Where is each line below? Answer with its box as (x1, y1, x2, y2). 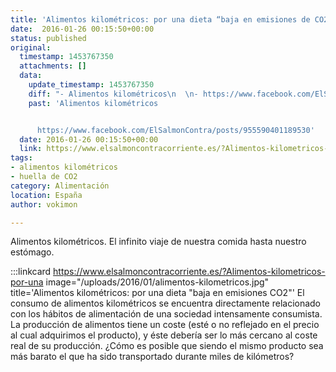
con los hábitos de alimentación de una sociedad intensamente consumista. (10, 308, 323, 320)
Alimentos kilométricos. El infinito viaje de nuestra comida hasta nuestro (10, 236, 307, 248)
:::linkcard (10, 266, 52, 278)
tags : (10, 153, 33, 163)
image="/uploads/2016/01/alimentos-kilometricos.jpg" (45, 276, 270, 288)
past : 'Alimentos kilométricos (28, 98, 159, 108)
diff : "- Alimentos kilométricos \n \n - (28, 89, 199, 99)
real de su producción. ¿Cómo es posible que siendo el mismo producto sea (10, 340, 324, 352)
